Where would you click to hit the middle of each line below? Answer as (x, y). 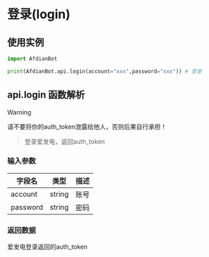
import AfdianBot (32, 59)
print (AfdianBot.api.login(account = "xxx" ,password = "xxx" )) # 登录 (104, 71)
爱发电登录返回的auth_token (48, 247)
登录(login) (39, 14)
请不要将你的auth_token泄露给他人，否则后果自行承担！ (87, 126)
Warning (19, 112)
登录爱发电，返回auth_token (64, 141)
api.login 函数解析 (46, 95)
